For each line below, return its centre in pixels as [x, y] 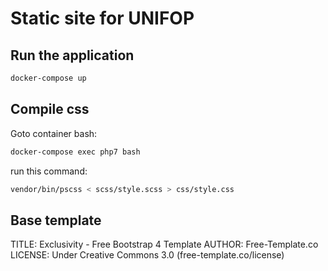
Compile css [50, 109]
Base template [56, 220]
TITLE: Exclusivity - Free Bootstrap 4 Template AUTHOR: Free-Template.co [164, 244]
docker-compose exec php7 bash [75, 152]
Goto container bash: [54, 133]
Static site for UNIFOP [102, 18]
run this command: [49, 171]
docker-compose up [48, 78]
